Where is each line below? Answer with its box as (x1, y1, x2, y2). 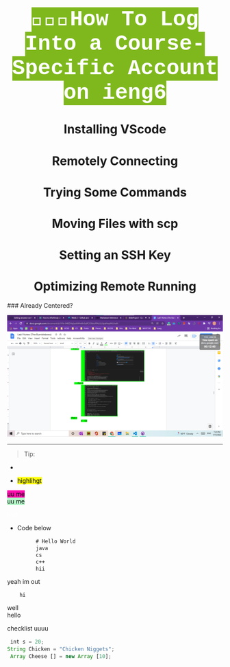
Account (127, 56, 218, 82)
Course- (114, 32, 205, 57)
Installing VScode (64, 122, 166, 137)
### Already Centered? (7, 302, 73, 310)
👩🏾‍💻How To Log (31, 7, 199, 32)
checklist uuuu (7, 624, 49, 633)
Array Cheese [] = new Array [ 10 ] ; (10, 653, 112, 659)
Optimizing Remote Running (34, 279, 196, 295)
